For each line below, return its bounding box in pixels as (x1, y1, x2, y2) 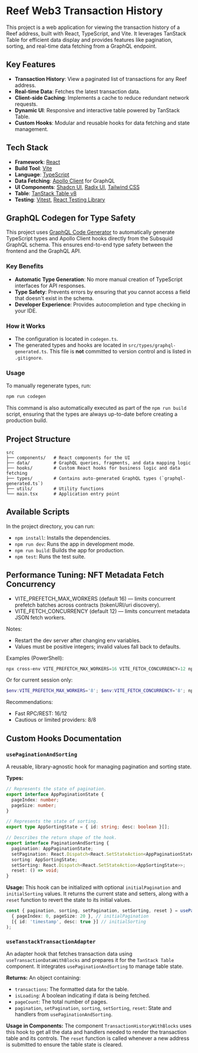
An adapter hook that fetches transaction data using (6, 950, 133, 957)
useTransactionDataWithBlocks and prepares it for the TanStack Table (6, 956, 174, 963)
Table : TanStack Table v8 (14, 190, 77, 197)
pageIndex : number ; (11, 797, 60, 803)
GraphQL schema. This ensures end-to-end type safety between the (6, 241, 173, 249)
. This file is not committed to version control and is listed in (46, 347, 192, 355)
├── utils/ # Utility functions (6, 485, 104, 491)
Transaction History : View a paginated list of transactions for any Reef (14, 75, 187, 82)
